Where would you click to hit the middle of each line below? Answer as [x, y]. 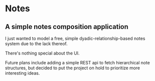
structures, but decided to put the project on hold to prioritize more [73, 68]
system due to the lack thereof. [36, 44]
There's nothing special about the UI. [42, 53]
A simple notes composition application [67, 27]
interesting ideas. [22, 73]
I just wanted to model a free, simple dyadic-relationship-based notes [75, 38]
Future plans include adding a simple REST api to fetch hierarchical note [77, 63]
